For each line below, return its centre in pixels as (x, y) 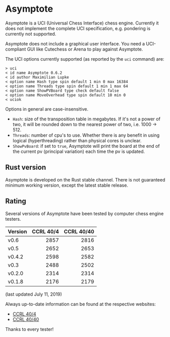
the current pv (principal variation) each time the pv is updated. (79, 151)
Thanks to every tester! (30, 329)
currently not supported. (31, 34)
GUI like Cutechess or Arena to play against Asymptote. (85, 49)
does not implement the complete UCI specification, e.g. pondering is (78, 28)
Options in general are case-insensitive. (47, 109)
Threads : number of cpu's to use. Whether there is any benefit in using (86, 135)
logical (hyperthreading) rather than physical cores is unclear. (77, 140)
